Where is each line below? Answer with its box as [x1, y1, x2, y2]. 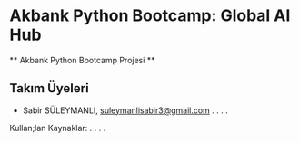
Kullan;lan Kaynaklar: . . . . [9, 122, 106, 133]
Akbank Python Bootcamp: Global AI [9, 5, 291, 26]
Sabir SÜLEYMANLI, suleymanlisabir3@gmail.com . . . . [22, 105, 229, 116]
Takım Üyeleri [9, 80, 89, 96]
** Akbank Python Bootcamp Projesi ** [9, 54, 156, 65]
